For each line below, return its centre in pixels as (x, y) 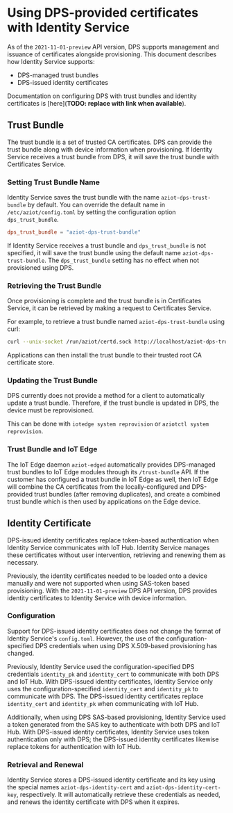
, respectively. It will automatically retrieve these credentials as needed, (118, 795)
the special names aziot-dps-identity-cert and (76, 787)
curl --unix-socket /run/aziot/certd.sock (69, 342)
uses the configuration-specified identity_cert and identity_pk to (103, 689)
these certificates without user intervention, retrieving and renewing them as (116, 555)
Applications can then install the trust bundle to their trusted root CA (105, 355)
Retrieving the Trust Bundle (54, 285)
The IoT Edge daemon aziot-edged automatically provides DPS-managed (112, 465)
